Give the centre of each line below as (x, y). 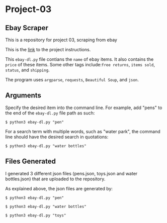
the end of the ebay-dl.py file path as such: (50, 113)
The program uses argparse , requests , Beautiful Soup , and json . (72, 80)
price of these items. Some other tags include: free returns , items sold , (80, 65)
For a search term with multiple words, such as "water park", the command (83, 131)
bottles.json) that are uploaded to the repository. (55, 179)
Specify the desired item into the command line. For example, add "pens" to (84, 107)
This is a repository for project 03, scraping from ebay (61, 40)
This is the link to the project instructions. (48, 49)
